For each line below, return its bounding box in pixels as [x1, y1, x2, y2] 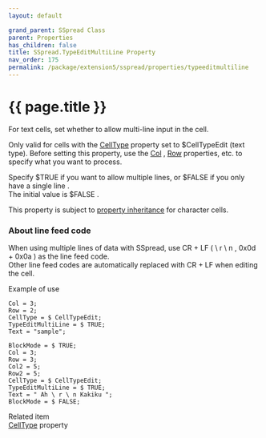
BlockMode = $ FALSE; [8, 398, 81, 406]
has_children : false [8, 41, 78, 49]
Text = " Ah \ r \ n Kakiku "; [8, 391, 113, 399]
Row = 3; [8, 356, 38, 364]
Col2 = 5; [8, 363, 42, 371]
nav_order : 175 [8, 56, 59, 64]
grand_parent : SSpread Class [8, 26, 106, 34]
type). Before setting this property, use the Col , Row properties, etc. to [8, 148, 243, 158]
